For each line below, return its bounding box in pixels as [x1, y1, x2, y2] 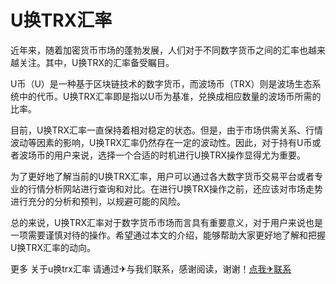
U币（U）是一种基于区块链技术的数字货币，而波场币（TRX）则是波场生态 [10, 77, 313, 90]
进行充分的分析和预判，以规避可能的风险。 [10, 195, 186, 207]
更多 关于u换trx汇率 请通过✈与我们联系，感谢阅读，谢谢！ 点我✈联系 [10, 262, 292, 275]
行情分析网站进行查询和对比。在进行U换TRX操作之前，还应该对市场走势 [27, 182, 324, 195]
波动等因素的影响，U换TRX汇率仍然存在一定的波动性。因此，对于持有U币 [10, 136, 313, 148]
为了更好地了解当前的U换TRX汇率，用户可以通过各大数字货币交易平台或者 [10, 170, 315, 182]
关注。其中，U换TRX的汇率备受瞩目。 [18, 56, 175, 68]
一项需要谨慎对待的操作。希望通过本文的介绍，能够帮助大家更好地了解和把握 [10, 229, 326, 241]
